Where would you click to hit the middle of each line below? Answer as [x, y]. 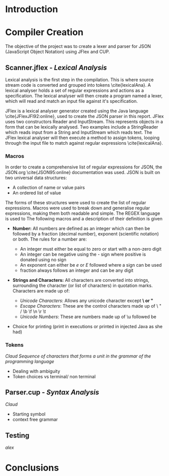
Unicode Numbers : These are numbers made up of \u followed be [88, 317]
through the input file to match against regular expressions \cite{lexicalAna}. [84, 143]
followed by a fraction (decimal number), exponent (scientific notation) [86, 234]
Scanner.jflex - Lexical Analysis [56, 67]
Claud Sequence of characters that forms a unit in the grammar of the [78, 356]
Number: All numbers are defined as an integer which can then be [81, 228]
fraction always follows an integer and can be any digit [76, 270]
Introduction [32, 9]
